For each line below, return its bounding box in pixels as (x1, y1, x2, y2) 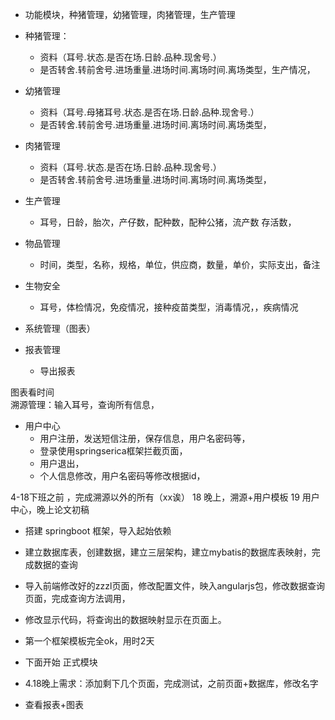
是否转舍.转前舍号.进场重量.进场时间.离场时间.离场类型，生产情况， (39, 64, 316, 75)
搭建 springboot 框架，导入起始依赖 (24, 525, 172, 537)
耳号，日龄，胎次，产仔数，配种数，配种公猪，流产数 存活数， (39, 216, 297, 228)
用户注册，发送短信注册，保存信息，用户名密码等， (39, 433, 251, 444)
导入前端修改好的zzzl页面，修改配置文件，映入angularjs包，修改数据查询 (24, 580, 325, 592)
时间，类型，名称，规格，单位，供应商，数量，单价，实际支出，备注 (39, 259, 321, 270)
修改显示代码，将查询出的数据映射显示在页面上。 (24, 614, 227, 625)
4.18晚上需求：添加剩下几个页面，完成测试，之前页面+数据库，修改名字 (24, 678, 319, 689)
